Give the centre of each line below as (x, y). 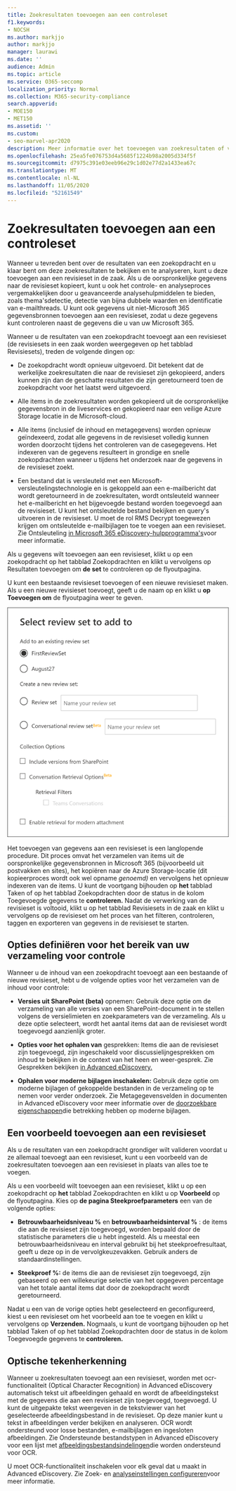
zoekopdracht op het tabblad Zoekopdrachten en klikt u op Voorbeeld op (113, 1194)
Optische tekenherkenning (67, 1361)
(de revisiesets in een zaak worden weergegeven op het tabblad (100, 344)
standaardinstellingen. (50, 1260)
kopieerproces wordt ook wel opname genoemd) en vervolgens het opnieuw (118, 878)
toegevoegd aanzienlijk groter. (61, 1031)
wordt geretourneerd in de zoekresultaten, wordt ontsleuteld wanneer (118, 495)
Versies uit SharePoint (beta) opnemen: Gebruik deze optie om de (114, 1002)
